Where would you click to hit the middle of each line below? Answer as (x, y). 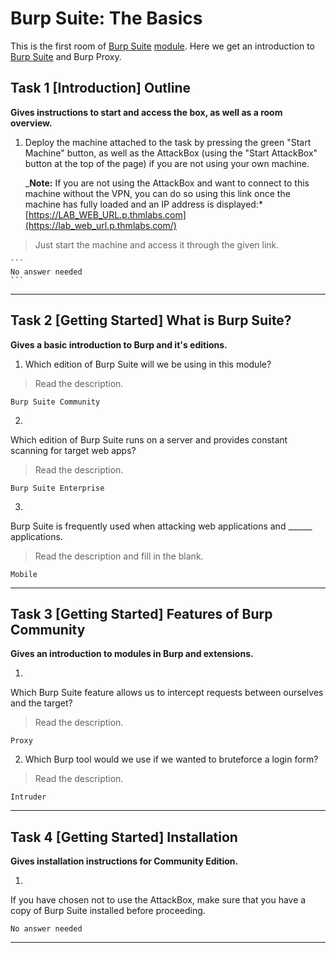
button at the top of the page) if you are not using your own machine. (167, 163)
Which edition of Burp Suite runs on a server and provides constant (149, 439)
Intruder (28, 797)
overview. (31, 123)
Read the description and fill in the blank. (119, 556)
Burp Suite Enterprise (57, 488)
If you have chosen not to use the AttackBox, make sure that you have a (158, 900)
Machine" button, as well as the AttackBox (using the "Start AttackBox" (171, 153)
